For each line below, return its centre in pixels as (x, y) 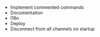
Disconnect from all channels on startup (52, 29)
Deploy (18, 23)
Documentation (26, 13)
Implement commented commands (47, 7)
